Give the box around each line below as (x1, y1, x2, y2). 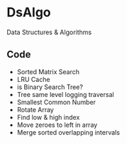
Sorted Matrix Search (16, 67, 79, 76)
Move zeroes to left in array (16, 120, 98, 129)
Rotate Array (16, 105, 54, 114)
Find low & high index (16, 113, 80, 121)
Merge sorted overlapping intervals (16, 128, 120, 136)
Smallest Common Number (16, 98, 96, 106)
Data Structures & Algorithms (6, 28, 92, 36)
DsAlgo (6, 4, 51, 21)
